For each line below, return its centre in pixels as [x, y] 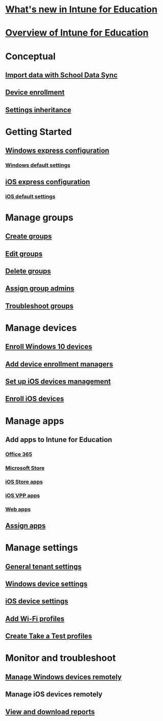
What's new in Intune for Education [81, 9]
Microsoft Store [25, 468]
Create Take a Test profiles [49, 636]
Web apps [18, 509]
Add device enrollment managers [59, 364]
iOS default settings [30, 196]
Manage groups [39, 217]
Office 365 [19, 454]
